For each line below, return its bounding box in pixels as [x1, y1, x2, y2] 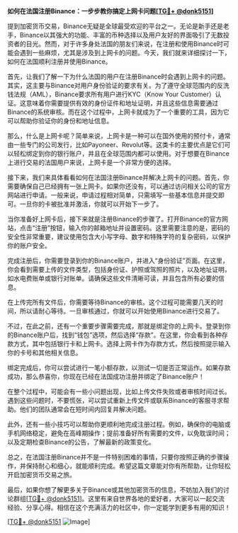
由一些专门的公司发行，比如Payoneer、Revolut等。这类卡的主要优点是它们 [7, 141, 225, 149]
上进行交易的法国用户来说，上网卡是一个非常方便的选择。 [7, 159, 175, 166]
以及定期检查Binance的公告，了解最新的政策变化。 [7, 438, 156, 446]
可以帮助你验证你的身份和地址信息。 [7, 117, 113, 125]
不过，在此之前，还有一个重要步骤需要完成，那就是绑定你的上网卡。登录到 [7, 322, 225, 330]
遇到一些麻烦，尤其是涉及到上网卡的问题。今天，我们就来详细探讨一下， [19, 49, 231, 57]
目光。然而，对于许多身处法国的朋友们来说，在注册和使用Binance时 [25, 40, 224, 48]
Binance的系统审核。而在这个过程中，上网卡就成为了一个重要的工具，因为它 [7, 108, 230, 116]
